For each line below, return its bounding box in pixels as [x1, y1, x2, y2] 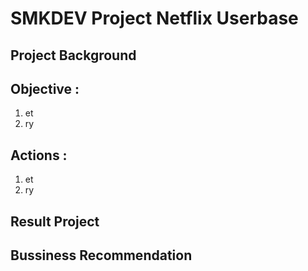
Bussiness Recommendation [10, 247, 193, 264]
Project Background [10, 47, 137, 64]
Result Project [10, 213, 100, 230]
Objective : [10, 80, 80, 97]
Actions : [10, 147, 68, 164]
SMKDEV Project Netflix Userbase [10, 7, 299, 30]
